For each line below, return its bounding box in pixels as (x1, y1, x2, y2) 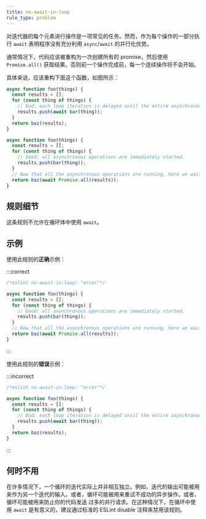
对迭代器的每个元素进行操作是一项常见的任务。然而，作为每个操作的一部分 (6, 32, 194, 40)
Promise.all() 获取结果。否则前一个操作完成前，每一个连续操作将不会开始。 (6, 61, 200, 68)
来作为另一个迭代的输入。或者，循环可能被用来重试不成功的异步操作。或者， (6, 491, 200, 498)
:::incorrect (6, 372, 34, 380)
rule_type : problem (6, 15, 56, 21)
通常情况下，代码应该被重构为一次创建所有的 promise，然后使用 (6, 53, 169, 60)
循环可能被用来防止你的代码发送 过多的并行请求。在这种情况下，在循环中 (6, 498, 191, 506)
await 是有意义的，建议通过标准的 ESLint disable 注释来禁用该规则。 (13, 506, 186, 513)
